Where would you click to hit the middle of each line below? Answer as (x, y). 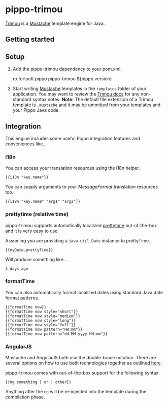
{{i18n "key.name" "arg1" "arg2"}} (43, 202)
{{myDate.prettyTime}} (29, 250)
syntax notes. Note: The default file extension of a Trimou (93, 100)
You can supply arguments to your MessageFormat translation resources (82, 187)
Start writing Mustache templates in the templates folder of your (79, 89)
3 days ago (17, 269)
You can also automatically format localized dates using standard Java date (84, 292)
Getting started (30, 39)
